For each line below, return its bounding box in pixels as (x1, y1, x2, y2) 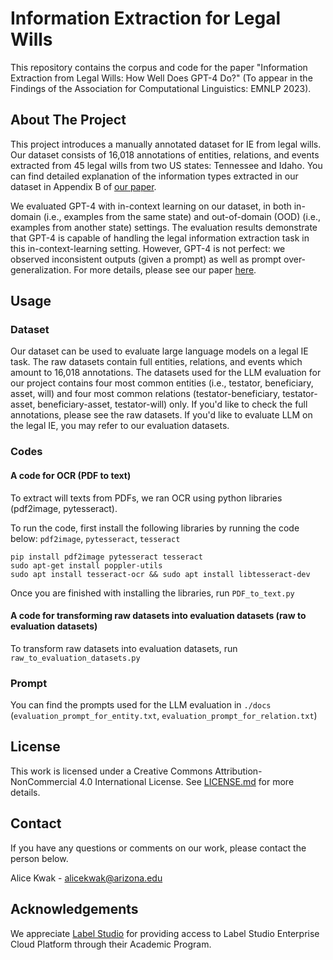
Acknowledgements (10, 901, 139, 918)
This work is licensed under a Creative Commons (10, 765, 213, 777)
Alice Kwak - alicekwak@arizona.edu (10, 872, 163, 884)
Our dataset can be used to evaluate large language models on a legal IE (10, 345, 309, 357)
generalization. (10, 263, 72, 276)
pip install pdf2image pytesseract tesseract (10, 552, 203, 562)
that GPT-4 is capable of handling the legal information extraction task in (10, 232, 310, 244)
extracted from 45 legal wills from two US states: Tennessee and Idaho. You (10, 159, 323, 171)
